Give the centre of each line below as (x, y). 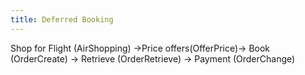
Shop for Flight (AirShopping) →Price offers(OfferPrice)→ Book (140, 48)
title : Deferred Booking (62, 19)
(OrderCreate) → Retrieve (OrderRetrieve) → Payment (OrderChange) (153, 58)
